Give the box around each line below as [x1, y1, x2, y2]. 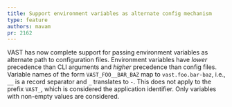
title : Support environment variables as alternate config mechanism [7, 10, 213, 17]
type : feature [7, 17, 48, 23]
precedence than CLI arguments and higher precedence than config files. [7, 63, 217, 71]
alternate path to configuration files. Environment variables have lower [7, 56, 208, 64]
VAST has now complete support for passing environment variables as [7, 48, 208, 57]
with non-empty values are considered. [7, 93, 120, 101]
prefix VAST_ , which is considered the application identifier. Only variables [7, 85, 217, 93]
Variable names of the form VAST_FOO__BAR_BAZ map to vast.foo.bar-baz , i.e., [7, 70, 226, 79]
